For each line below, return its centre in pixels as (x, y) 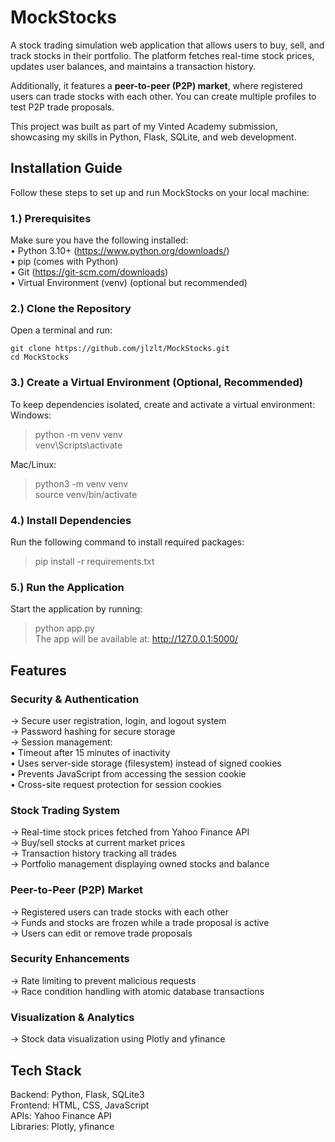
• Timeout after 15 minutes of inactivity (90, 752)
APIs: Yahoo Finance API (61, 1115)
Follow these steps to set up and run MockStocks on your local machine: (160, 192)
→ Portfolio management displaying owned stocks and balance (140, 864)
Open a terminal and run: (61, 330)
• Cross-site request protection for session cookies (116, 784)
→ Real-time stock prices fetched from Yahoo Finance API (130, 832)
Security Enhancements (70, 959)
